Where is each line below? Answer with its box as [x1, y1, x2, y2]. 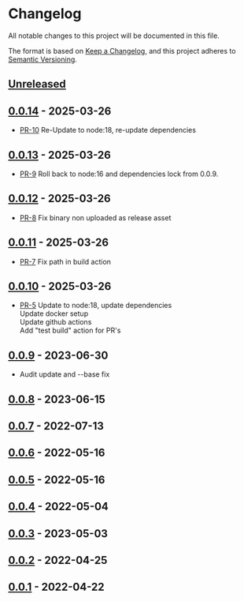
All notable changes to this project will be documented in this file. [8, 31, 220, 40]
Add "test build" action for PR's [19, 325, 121, 336]
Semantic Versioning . [8, 54, 77, 64]
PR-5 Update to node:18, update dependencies [19, 301, 172, 310]
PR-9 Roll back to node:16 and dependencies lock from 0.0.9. [19, 169, 219, 178]
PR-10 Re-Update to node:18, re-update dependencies [19, 126, 197, 135]
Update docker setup [19, 309, 89, 318]
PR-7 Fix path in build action [19, 257, 112, 266]
